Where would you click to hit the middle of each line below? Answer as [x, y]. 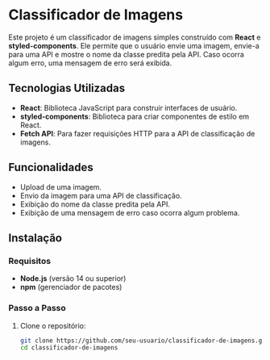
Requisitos [29, 261]
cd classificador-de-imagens [69, 348]
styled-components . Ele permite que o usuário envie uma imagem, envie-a [134, 45]
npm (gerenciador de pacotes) [71, 287]
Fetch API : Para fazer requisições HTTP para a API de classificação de [137, 133]
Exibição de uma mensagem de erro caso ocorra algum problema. [130, 212]
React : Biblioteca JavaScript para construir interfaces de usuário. [129, 107]
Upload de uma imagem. [61, 186]
